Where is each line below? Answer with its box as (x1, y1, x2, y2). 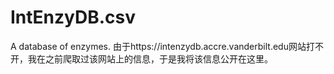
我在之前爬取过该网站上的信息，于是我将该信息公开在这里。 (27, 52, 273, 65)
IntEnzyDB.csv (10, 6, 137, 29)
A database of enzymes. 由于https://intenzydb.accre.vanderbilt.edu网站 (10, 40, 307, 52)
